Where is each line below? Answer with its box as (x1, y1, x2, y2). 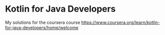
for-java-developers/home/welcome (5, 24, 79, 30)
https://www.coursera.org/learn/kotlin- (81, 19, 160, 25)
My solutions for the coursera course (5, 19, 80, 25)
